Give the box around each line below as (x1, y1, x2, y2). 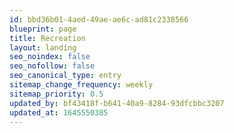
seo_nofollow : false (9, 61, 96, 71)
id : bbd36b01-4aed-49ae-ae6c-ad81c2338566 (9, 14, 189, 25)
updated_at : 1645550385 (9, 107, 109, 118)
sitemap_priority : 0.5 (9, 89, 104, 99)
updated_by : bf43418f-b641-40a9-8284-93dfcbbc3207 (9, 98, 225, 108)
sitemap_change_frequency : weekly (9, 80, 154, 90)
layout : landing (9, 42, 77, 53)
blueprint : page (9, 24, 77, 34)
